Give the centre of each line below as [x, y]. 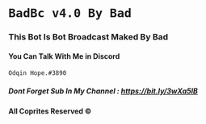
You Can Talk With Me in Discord [64, 56]
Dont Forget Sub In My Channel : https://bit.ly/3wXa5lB [103, 91]
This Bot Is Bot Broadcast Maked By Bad [88, 37]
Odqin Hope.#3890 [38, 73]
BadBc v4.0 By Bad [70, 13]
